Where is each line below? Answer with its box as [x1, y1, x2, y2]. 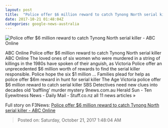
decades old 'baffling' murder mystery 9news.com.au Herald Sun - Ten [5, 87, 152, 93]
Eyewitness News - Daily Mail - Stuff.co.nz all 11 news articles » [5, 92, 136, 98]
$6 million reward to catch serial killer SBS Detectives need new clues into [5, 82, 158, 88]
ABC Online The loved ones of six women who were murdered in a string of [5, 55, 160, 61]
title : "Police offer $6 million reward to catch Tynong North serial [5, 12, 157, 17]
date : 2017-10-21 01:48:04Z [5, 16, 64, 21]
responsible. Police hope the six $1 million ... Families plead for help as [5, 71, 150, 77]
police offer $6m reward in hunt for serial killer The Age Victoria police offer [5, 76, 161, 82]
